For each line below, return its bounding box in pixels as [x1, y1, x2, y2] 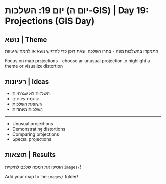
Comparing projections [12, 131, 59, 137]
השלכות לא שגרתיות [12, 91, 50, 96]
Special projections [12, 136, 52, 142]
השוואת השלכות [12, 101, 42, 107]
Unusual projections [12, 120, 53, 126]
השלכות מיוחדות [12, 106, 43, 112]
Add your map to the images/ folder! [5, 173, 78, 179]
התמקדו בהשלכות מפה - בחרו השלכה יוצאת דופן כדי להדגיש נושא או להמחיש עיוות [5, 48, 159, 54]
